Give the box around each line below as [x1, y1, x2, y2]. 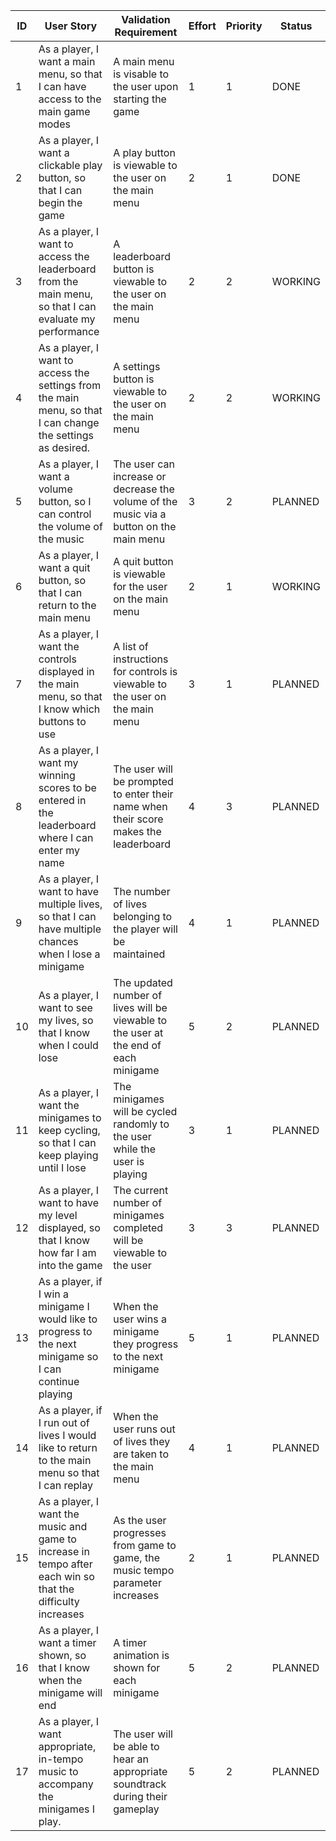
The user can [113, 457, 175, 471]
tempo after [38, 1557, 93, 1571]
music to [38, 1765, 79, 1778]
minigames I [38, 1802, 96, 1816]
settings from [38, 379, 102, 392]
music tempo [113, 1564, 175, 1577]
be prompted [113, 775, 174, 788]
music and [38, 1520, 88, 1533]
